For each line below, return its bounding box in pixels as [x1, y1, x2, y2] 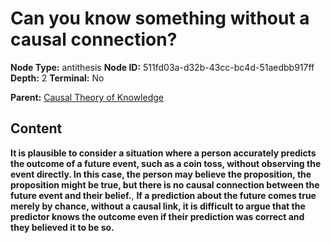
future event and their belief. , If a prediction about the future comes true [10, 189, 317, 201]
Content [10, 120, 63, 137]
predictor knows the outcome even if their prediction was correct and [10, 210, 305, 222]
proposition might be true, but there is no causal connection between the [10, 178, 320, 191]
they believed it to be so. [10, 221, 115, 233]
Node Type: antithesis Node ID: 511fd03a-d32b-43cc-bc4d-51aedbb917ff [10, 61, 315, 73]
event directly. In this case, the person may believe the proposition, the [10, 168, 312, 180]
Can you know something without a [10, 7, 310, 30]
